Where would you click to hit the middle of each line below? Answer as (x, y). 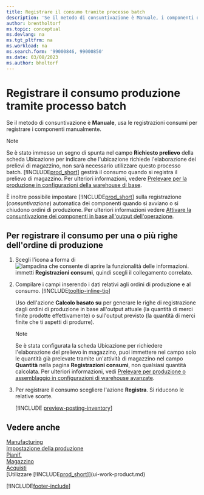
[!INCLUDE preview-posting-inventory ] (64, 408)
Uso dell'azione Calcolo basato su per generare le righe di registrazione (105, 303)
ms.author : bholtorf (32, 63)
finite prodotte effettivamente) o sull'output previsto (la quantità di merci (105, 316)
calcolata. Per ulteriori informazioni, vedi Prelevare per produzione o (100, 371)
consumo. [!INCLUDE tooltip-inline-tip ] (63, 291)
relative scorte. (34, 396)
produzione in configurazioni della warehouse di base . (74, 185)
